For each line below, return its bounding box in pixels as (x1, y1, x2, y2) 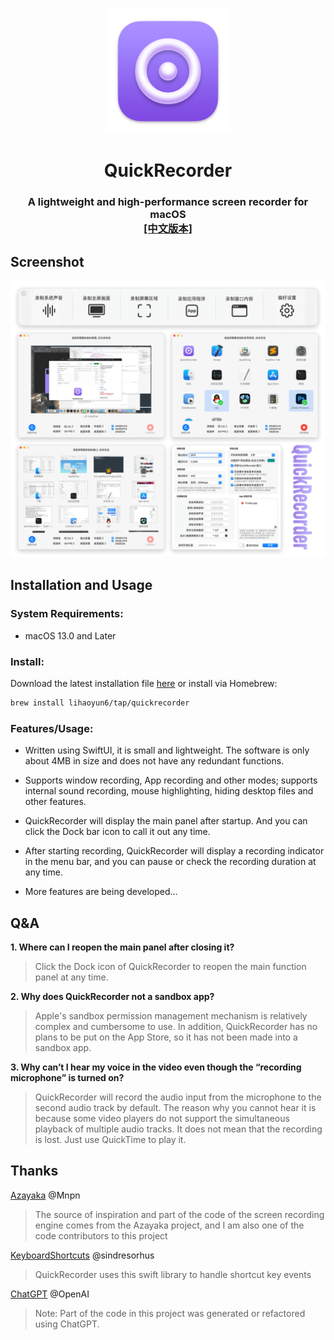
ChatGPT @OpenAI (10, 1288, 90, 1300)
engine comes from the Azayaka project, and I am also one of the (34, 1219, 305, 1231)
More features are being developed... (24, 886, 178, 898)
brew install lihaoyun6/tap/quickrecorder (10, 698, 190, 708)
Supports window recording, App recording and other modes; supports (24, 774, 318, 787)
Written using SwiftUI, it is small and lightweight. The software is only (24, 744, 310, 757)
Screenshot (10, 253, 85, 270)
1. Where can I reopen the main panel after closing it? (10, 941, 235, 953)
